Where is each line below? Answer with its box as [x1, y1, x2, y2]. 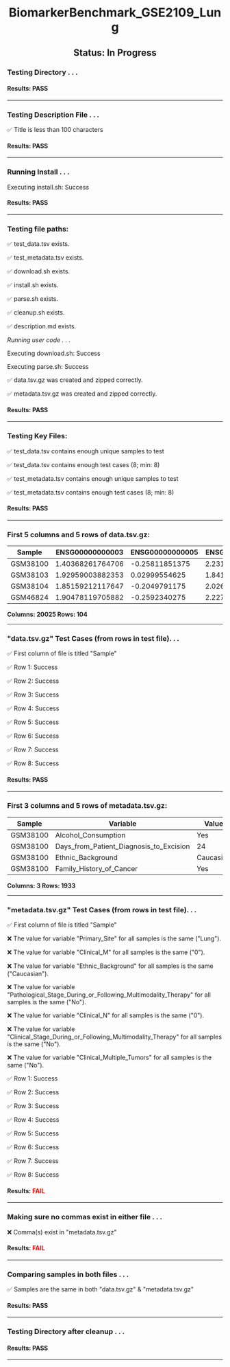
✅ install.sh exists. [7, 281, 59, 289]
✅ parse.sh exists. [7, 295, 58, 303]
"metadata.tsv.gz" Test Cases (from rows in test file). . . [7, 905, 197, 914]
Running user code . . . [7, 336, 71, 344]
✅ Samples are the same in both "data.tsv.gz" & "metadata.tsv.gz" [7, 1285, 194, 1293]
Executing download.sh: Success [7, 349, 101, 357]
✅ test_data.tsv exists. [7, 240, 70, 248]
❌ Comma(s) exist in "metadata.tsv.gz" [7, 1228, 117, 1236]
